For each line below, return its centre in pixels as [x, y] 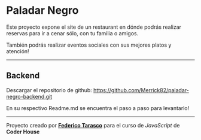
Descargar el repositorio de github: [49, 90]
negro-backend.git [29, 96]
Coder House [23, 132]
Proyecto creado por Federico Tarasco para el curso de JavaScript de [93, 125]
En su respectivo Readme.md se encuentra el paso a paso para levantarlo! [98, 108]
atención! [18, 51]
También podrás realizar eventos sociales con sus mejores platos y [89, 45]
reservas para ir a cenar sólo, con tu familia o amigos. [72, 33]
